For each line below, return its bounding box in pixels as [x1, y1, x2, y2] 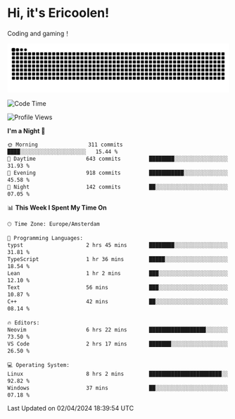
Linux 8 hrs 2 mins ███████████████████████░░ [7, 370, 229, 377]
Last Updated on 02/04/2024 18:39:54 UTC [7, 403, 134, 412]
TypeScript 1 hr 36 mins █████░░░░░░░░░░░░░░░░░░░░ [7, 255, 229, 262]
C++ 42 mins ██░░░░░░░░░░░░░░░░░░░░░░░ [7, 298, 229, 305]
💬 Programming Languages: [7, 234, 83, 241]
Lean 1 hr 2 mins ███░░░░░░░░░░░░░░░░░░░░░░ [7, 269, 229, 277]
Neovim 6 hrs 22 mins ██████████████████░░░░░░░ [7, 326, 229, 333]
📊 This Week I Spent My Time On [7, 203, 107, 212]
